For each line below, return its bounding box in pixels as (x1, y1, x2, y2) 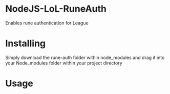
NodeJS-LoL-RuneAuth (5, 3, 107, 15)
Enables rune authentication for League (5, 20, 89, 26)
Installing (5, 38, 46, 49)
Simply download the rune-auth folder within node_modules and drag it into (5, 54, 165, 60)
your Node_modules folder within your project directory (5, 59, 123, 66)
